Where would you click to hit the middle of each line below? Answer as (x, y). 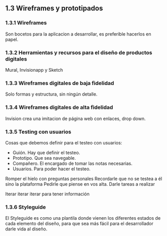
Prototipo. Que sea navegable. (44, 158)
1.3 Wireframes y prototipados (54, 8)
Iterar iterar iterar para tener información (47, 194)
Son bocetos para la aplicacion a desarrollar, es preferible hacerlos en (78, 34)
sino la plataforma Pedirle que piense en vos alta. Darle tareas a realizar (80, 184)
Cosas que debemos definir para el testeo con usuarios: (64, 142)
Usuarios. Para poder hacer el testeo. (52, 169)
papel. (12, 39)
